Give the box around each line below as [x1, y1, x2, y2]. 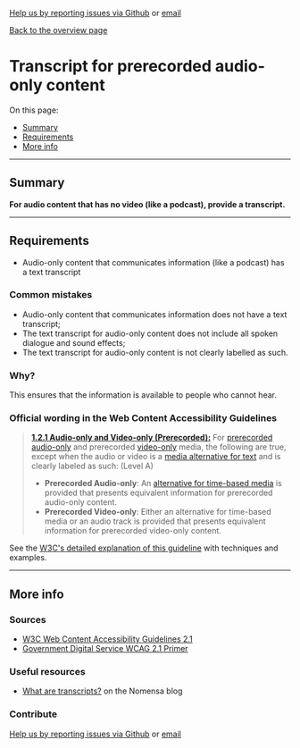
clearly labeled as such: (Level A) [30, 460, 154, 472]
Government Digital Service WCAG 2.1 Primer [21, 643, 189, 654]
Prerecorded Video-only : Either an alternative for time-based [44, 507, 272, 517]
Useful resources [9, 666, 87, 678]
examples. [9, 552, 47, 563]
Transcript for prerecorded [9, 56, 212, 77]
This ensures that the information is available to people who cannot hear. [9, 390, 277, 400]
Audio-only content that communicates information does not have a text [21, 308, 287, 320]
